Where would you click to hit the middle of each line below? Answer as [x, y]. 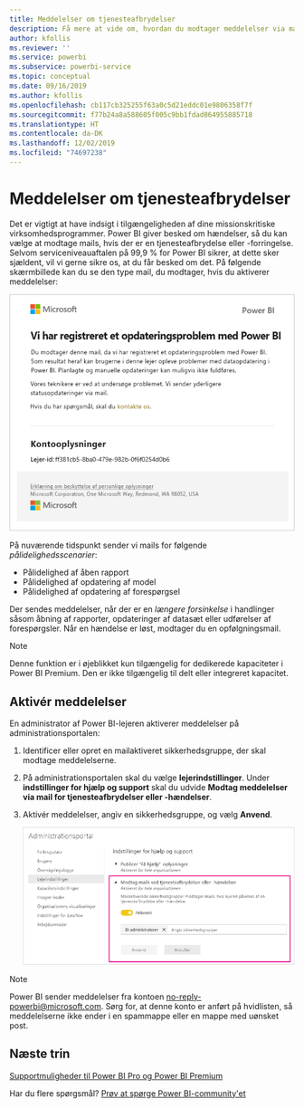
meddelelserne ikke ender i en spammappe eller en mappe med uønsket [144, 1016]
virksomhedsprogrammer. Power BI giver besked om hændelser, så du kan [148, 233]
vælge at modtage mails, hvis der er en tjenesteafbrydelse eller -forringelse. [152, 243]
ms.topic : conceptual [50, 77]
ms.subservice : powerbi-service [70, 67]
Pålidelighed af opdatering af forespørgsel [101, 592]
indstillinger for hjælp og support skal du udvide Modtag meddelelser [155, 788]
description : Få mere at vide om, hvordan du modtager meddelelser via [147, 29]
